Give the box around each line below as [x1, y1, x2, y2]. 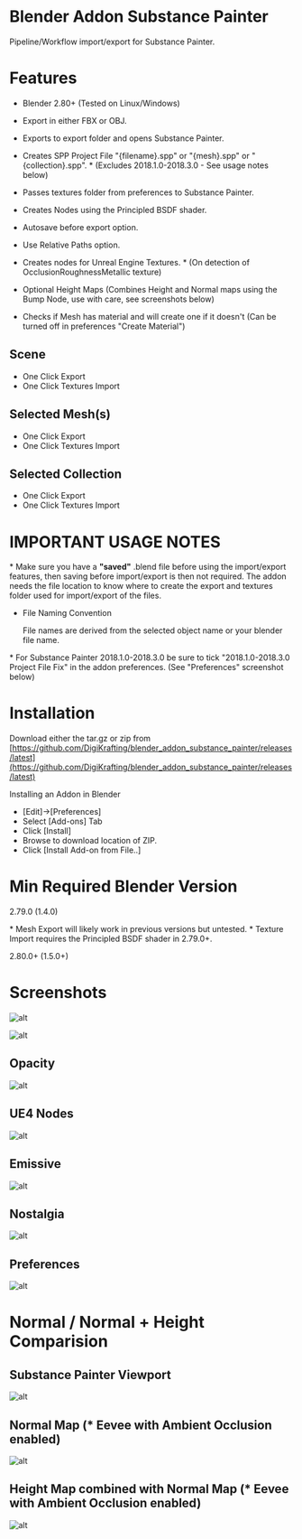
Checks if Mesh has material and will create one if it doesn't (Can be [22, 311, 277, 322]
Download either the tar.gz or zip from [9, 733, 151, 744]
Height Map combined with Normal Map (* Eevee [9, 1481, 289, 1497]
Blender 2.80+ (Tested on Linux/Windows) [22, 98, 180, 108]
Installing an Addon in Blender [9, 788, 121, 800]
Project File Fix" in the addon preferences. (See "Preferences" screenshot [9, 662, 284, 673]
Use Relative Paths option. [22, 239, 121, 250]
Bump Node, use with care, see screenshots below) [22, 294, 215, 304]
